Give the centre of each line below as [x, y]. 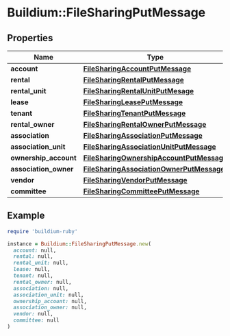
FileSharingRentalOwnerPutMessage [145, 124]
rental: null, [33, 256]
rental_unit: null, [41, 263]
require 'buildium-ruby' [42, 231]
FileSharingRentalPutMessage [134, 80]
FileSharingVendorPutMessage [135, 180]
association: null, [41, 288]
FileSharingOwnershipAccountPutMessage [155, 158]
